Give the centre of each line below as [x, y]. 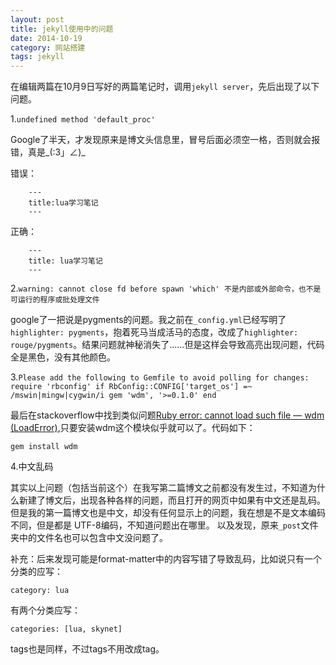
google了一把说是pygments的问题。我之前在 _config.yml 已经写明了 [148, 320]
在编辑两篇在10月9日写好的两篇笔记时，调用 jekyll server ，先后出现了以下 [165, 87]
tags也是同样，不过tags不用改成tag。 [87, 649]
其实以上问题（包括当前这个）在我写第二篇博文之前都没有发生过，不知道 [159, 488]
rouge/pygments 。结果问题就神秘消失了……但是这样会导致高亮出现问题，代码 [167, 345]
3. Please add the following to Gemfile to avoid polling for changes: [160, 377]
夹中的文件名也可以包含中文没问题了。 [89, 538]
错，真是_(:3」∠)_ [48, 152]
